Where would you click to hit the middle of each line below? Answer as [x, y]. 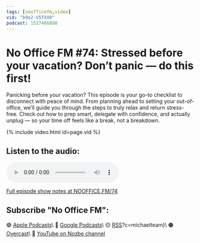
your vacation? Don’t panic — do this [100, 65]
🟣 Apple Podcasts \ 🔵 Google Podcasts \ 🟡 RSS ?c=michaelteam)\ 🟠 [90, 225]
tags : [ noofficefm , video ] [38, 12]
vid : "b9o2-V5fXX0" [31, 17]
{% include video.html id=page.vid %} [53, 132]
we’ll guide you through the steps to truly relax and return [94, 108]
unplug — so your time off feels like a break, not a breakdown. [83, 120]
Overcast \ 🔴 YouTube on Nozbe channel [56, 233]
